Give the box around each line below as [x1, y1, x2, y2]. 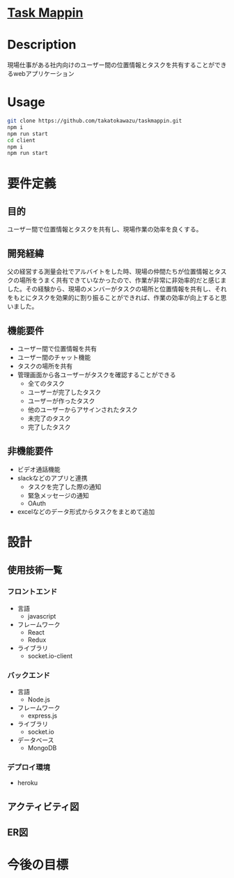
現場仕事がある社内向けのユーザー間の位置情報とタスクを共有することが [7, 61, 214, 69]
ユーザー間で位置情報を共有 [17, 344, 97, 353]
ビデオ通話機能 [17, 465, 61, 474]
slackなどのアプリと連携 [17, 474, 88, 482]
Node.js [27, 695, 51, 704]
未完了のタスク [27, 414, 71, 423]
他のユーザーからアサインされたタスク [27, 405, 138, 414]
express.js [27, 711, 58, 720]
